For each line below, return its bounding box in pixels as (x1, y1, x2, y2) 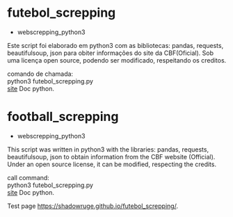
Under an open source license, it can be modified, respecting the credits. (7, 160, 217, 168)
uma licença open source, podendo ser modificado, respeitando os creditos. (7, 56, 227, 64)
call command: (7, 173, 50, 182)
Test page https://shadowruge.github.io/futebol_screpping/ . (7, 202, 179, 210)
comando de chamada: (7, 70, 74, 78)
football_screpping (7, 109, 119, 124)
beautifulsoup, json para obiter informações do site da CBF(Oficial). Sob (7, 49, 214, 57)
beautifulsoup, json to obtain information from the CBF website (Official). (7, 152, 216, 161)
